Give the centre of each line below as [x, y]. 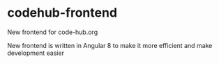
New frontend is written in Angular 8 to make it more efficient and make [110, 45]
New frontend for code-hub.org [53, 32]
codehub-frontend [62, 13]
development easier [36, 53]
